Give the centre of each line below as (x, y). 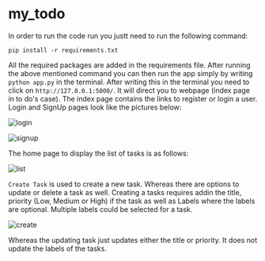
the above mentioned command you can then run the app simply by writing (131, 73)
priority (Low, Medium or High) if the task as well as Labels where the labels (132, 201)
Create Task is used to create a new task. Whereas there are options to (124, 184)
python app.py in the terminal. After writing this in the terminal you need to (129, 82)
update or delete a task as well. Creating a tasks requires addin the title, (125, 192)
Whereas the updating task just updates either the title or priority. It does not (133, 240)
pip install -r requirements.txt (63, 50)
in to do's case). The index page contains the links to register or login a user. (133, 98)
